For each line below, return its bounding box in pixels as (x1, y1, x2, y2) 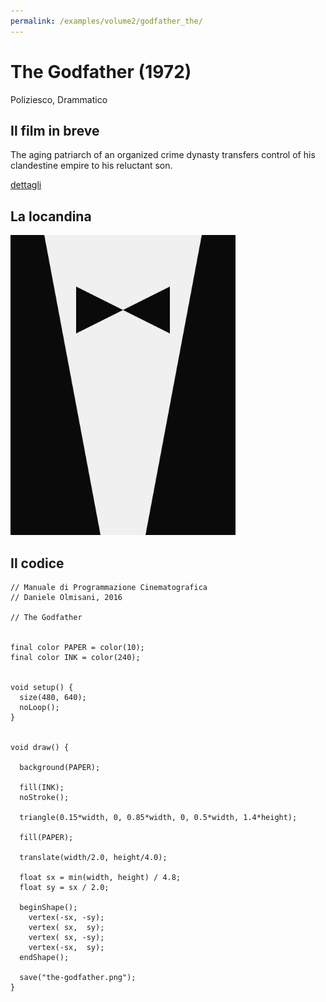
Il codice (10, 555, 65, 572)
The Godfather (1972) (10, 60, 192, 83)
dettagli (10, 179, 42, 191)
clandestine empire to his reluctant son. (10, 160, 173, 172)
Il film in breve (10, 122, 100, 139)
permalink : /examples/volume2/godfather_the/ (10, 16, 203, 26)
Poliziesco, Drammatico (10, 93, 108, 105)
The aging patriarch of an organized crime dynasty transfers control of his (10, 149, 316, 161)
